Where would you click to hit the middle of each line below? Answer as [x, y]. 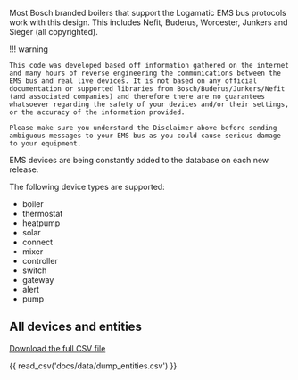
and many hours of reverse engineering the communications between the [145, 73]
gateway [38, 280]
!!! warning [29, 49]
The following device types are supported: [87, 187]
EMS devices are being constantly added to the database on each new [139, 160]
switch [34, 270]
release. [24, 169]
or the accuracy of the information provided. [97, 112]
